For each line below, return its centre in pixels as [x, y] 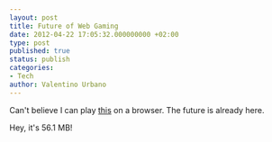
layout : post [34, 18]
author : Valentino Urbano [58, 84]
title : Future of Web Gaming [64, 26]
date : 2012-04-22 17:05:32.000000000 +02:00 [94, 34]
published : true [40, 51]
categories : [32, 68]
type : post [30, 43]
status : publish [40, 59]
